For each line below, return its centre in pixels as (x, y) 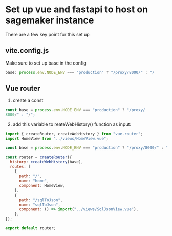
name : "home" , (34, 181)
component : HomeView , (42, 186)
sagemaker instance (50, 20)
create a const (28, 100)
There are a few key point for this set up (47, 34)
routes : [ (20, 167)
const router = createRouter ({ (39, 157)
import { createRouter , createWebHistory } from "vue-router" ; (74, 134)
